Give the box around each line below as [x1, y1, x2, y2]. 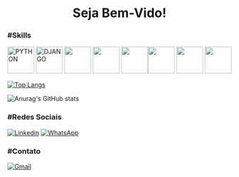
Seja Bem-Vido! [72, 5, 167, 21]
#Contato [7, 146, 41, 156]
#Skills [7, 31, 32, 41]
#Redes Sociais [7, 112, 62, 122]
